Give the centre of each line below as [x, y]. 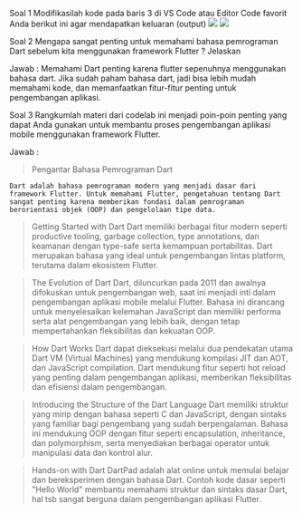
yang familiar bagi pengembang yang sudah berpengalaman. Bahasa [160, 424]
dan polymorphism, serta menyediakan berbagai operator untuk [151, 443]
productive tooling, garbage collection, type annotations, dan [145, 236]
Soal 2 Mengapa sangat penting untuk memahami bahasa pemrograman [144, 41]
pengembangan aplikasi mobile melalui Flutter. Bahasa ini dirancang [158, 302]
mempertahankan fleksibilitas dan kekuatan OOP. [123, 331]
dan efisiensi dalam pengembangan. [99, 387]
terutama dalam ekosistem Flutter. [94, 265]
